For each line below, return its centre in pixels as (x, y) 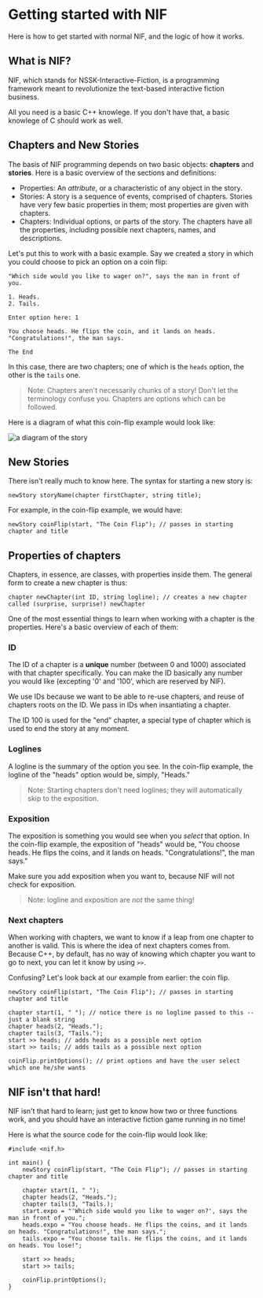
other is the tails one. (44, 375)
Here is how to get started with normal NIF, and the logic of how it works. (126, 36)
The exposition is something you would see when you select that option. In (129, 836)
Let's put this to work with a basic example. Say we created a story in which (131, 253)
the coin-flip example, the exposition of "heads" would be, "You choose (124, 844)
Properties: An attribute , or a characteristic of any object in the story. (131, 187)
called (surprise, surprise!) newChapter (77, 604)
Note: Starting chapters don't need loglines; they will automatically (135, 790)
